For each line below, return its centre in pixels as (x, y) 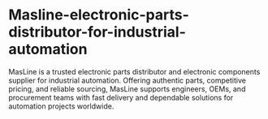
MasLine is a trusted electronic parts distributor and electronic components (134, 71)
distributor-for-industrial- (97, 32)
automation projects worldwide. (61, 106)
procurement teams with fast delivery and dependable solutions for (121, 97)
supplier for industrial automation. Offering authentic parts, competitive (127, 80)
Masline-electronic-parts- (99, 15)
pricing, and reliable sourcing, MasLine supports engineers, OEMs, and (127, 89)
